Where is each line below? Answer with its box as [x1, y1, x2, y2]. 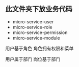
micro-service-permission [12, 29, 68, 36]
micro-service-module [12, 35, 60, 41]
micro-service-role [12, 24, 52, 30]
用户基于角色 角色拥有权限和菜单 [5, 45, 74, 51]
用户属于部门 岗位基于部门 [5, 56, 60, 62]
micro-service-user [12, 18, 54, 24]
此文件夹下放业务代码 [5, 5, 72, 14]
